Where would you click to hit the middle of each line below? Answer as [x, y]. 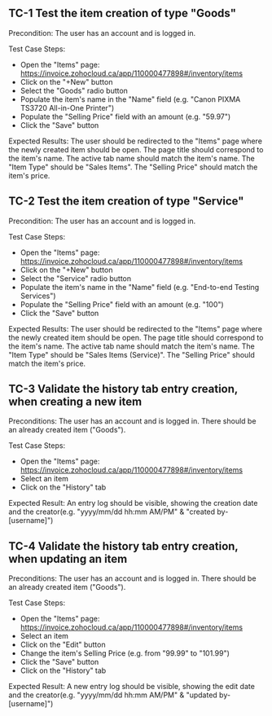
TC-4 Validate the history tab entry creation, [123, 546]
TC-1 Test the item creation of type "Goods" [123, 13]
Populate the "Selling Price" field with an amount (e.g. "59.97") [125, 116]
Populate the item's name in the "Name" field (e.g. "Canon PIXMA [130, 99]
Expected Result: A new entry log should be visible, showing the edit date [132, 687]
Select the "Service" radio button [76, 278]
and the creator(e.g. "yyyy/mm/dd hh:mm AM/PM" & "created [112, 512]
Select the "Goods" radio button [74, 90]
